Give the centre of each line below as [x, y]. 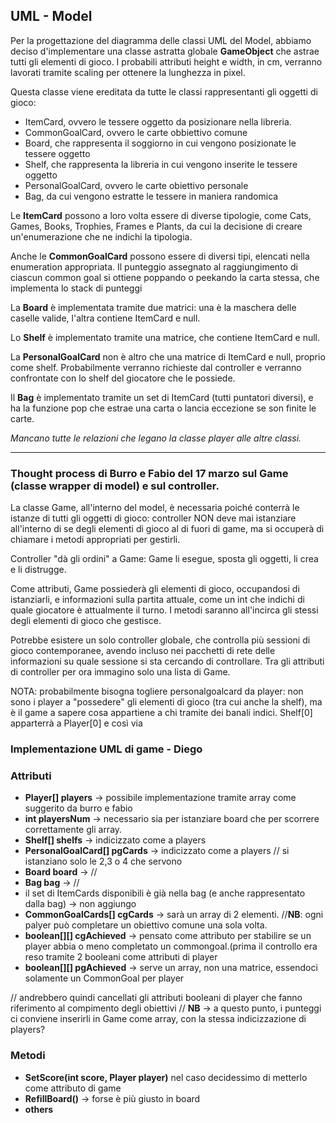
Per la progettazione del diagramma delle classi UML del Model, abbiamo [161, 40]
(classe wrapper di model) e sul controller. [115, 486]
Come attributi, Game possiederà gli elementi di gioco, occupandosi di [155, 589]
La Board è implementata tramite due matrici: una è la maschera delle [153, 307]
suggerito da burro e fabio [78, 808]
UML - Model [51, 16]
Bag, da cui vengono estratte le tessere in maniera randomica [151, 196]
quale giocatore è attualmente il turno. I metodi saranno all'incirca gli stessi [164, 610]
